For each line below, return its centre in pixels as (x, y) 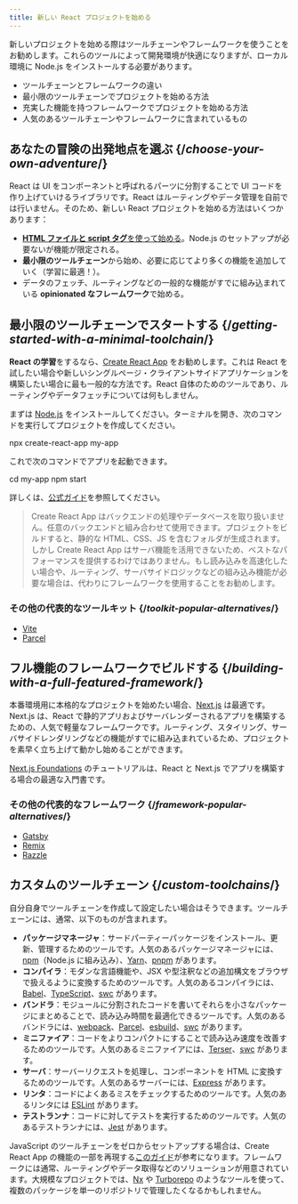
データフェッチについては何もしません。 (129, 395)
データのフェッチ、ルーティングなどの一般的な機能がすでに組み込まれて (154, 283)
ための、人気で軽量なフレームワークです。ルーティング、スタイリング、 (141, 727)
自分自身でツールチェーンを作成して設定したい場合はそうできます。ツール (145, 908)
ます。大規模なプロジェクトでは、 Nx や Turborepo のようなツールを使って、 (149, 1179)
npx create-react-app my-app (64, 443)
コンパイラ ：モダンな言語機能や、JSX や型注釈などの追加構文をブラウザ (155, 972)
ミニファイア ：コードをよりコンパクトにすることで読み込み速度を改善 (151, 1038)
